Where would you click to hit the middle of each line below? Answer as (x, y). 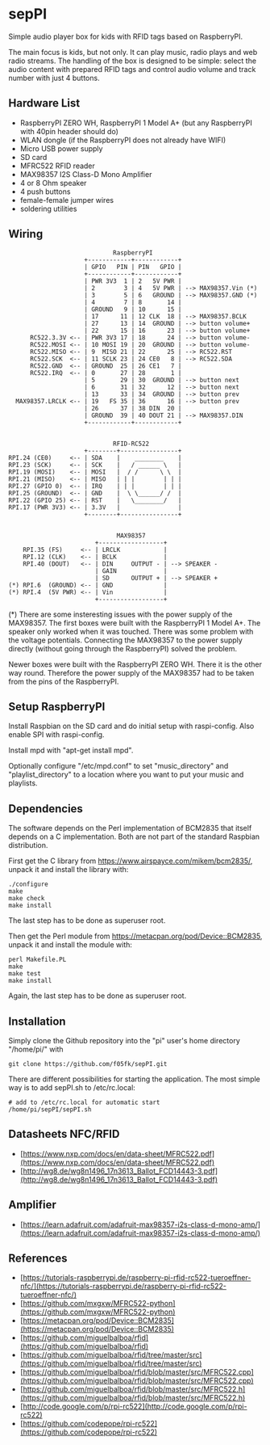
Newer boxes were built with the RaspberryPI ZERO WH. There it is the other (135, 664)
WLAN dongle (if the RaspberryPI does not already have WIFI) (123, 140)
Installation (37, 1021)
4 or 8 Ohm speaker (53, 183)
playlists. (23, 783)
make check (27, 899)
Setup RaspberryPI (57, 707)
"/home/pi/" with (36, 1049)
